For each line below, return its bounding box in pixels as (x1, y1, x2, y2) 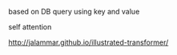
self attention (8, 22, 52, 31)
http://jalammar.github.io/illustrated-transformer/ (8, 37, 169, 47)
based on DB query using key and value (8, 7, 140, 16)
